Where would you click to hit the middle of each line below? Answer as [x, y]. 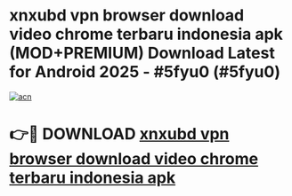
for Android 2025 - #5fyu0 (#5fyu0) [145, 72]
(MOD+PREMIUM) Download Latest [142, 53]
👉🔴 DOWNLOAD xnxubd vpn [119, 134]
